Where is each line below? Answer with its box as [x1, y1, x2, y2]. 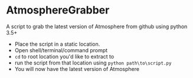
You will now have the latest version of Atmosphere [14, 65, 140, 72]
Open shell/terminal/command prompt [14, 46, 108, 53]
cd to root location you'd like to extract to [14, 53, 115, 60]
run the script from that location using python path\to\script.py [14, 59, 172, 66]
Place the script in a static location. [14, 40, 100, 48]
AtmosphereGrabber [6, 4, 110, 17]
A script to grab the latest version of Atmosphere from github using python [6, 23, 188, 30]
